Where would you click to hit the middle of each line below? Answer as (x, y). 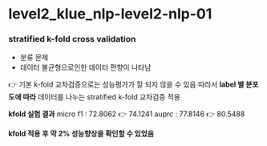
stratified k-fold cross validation (72, 39)
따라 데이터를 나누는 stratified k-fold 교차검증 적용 (101, 97)
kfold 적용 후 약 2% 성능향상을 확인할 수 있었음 (81, 134)
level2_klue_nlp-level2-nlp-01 (110, 14)
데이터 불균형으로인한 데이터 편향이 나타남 (85, 67)
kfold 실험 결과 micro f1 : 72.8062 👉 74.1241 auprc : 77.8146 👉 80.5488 (127, 114)
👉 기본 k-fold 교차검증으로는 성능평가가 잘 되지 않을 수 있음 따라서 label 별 (126, 84)
